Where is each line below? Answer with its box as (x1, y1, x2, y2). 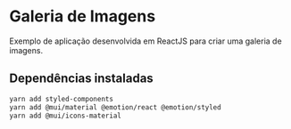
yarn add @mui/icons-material (9, 111, 122, 120)
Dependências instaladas (9, 71, 154, 86)
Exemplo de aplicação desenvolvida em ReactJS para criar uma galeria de (9, 36, 283, 46)
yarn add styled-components (9, 94, 114, 103)
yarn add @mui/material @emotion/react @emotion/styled (9, 102, 221, 112)
